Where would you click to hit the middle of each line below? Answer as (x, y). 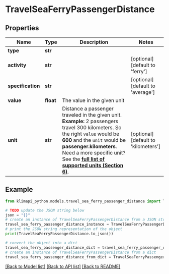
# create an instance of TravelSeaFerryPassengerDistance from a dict (81, 252)
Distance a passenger (88, 108)
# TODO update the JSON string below (45, 210)
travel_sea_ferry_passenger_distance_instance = (57, 225)
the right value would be (91, 134)
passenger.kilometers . (90, 146)
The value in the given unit (93, 100)
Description (94, 42)
